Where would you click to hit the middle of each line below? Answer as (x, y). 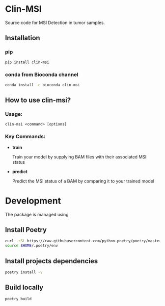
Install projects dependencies (52, 261)
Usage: (14, 114)
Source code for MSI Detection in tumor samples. (55, 23)
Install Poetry (26, 230)
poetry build (18, 299)
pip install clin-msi (27, 62)
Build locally (24, 288)
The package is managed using (37, 214)
